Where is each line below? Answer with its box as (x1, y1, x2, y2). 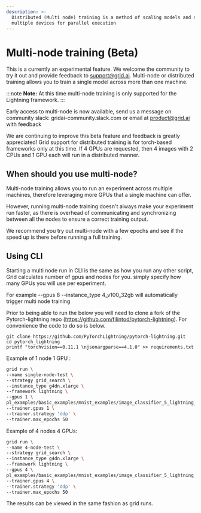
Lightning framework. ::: (6, 97, 65, 104)
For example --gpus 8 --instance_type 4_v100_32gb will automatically (6, 291, 178, 298)
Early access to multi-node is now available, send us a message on (6, 108, 172, 115)
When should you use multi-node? (6, 169, 138, 179)
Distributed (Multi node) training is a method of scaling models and (11, 14, 191, 20)
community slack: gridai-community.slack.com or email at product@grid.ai (6, 115, 190, 122)
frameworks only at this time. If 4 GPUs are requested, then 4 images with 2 (6, 145, 193, 152)
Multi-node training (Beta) (6, 46, 139, 59)
